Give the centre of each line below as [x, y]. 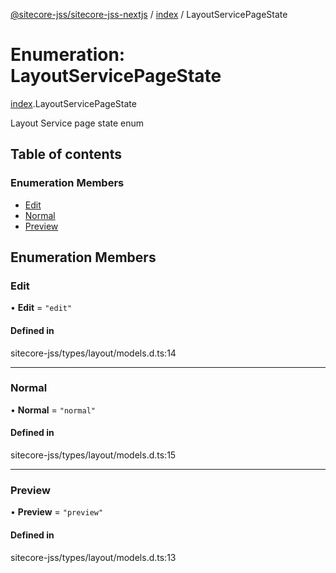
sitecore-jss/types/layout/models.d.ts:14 [93, 353]
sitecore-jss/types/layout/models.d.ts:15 [93, 455]
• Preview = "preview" [57, 512]
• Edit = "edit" [41, 308]
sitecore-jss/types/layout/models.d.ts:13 [93, 557]
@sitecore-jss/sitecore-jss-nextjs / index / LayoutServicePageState [149, 14]
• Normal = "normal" [53, 410]
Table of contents [66, 154]
